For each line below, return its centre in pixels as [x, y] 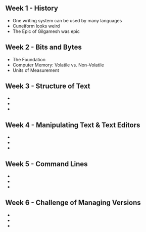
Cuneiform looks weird [36, 26]
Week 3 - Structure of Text [48, 86]
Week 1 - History [32, 8]
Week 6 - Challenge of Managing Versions [73, 203]
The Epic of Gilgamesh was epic [46, 31]
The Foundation [29, 59]
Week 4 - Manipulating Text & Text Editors [73, 125]
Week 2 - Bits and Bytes [43, 47]
